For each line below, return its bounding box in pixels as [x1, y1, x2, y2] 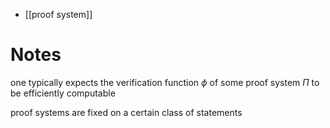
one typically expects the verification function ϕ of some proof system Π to [10, 76, 320, 88]
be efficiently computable [10, 87, 116, 99]
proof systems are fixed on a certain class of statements [10, 106, 243, 118]
